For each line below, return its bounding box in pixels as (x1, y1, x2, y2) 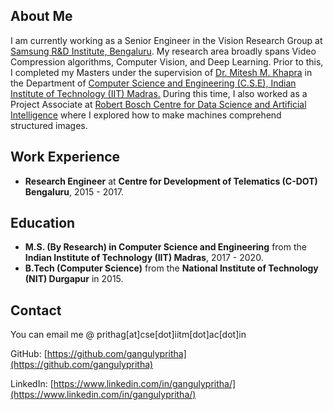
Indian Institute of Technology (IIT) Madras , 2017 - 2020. (24, 252, 264, 264)
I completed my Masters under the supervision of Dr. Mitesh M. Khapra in (10, 66, 313, 78)
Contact (10, 302, 62, 319)
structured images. (10, 119, 88, 131)
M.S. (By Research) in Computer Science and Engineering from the (24, 241, 307, 253)
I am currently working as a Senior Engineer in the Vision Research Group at (10, 34, 323, 46)
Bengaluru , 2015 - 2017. (24, 185, 124, 198)
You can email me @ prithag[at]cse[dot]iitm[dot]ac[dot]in (10, 329, 247, 341)
